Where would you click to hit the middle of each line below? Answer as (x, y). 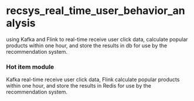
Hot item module (30, 67)
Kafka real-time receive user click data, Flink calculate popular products (93, 79)
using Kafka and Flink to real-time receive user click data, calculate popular (97, 39)
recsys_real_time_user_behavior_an (96, 11)
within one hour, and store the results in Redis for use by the (79, 86)
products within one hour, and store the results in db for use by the (87, 46)
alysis (21, 23)
